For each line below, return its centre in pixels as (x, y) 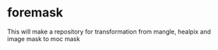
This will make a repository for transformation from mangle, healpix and (109, 32)
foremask (35, 13)
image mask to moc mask (44, 38)
